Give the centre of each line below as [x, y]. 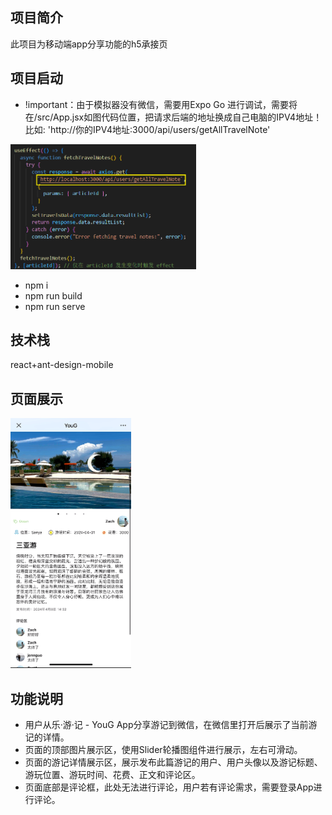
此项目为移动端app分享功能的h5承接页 [89, 44]
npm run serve [55, 306]
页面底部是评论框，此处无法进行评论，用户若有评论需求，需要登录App [169, 787]
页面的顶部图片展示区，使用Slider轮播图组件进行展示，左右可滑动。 [163, 750]
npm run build [53, 295]
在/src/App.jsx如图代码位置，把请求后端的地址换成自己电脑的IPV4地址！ [173, 117]
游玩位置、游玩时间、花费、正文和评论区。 [112, 775]
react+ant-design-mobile [62, 365]
